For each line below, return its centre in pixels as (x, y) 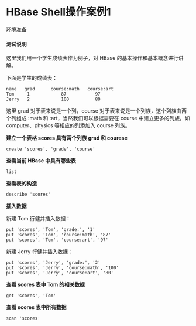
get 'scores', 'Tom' (31, 296)
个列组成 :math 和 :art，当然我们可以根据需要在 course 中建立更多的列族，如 (98, 118)
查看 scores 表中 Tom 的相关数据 (46, 284)
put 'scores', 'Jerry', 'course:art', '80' (60, 273)
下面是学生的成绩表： (32, 78)
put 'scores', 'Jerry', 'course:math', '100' (62, 268)
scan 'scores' (23, 318)
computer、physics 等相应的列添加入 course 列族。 (68, 125)
